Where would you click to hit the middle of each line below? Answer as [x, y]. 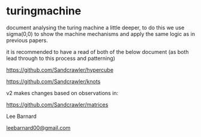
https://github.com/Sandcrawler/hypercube [60, 69]
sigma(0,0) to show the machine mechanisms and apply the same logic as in [100, 34]
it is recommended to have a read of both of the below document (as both [97, 51]
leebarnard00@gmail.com [38, 127]
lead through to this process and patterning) [61, 58]
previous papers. [27, 40]
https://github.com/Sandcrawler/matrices [57, 104]
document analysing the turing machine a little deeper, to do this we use [95, 28]
